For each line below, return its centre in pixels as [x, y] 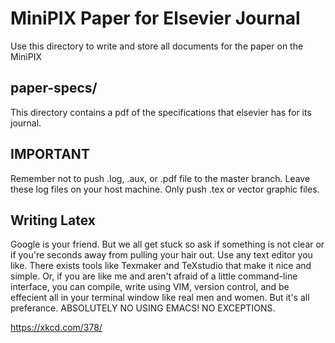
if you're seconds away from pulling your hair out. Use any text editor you [161, 255]
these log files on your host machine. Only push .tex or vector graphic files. [165, 189]
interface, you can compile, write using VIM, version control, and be [150, 287]
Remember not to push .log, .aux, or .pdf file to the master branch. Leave [160, 178]
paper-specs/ [54, 88]
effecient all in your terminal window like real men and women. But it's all [160, 298]
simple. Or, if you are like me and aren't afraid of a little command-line [154, 276]
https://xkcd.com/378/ [56, 328]
